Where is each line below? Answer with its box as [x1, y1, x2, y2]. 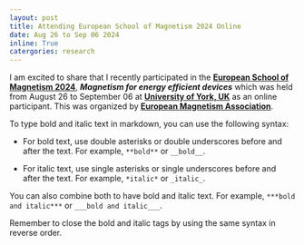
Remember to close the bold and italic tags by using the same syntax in [9, 218, 276, 229]
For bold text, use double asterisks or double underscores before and [22, 136, 283, 147]
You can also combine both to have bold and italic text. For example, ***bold [9, 191, 296, 201]
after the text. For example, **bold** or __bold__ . [22, 146, 206, 157]
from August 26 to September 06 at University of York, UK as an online [9, 92, 278, 103]
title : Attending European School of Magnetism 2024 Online [9, 22, 242, 31]
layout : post [9, 13, 59, 23]
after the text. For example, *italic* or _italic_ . [22, 173, 206, 184]
